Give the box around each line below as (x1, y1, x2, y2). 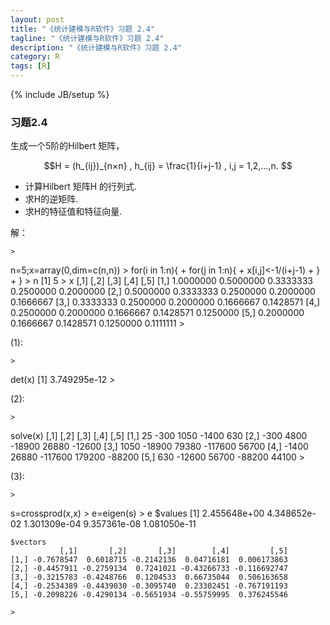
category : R (10, 52, 60, 62)
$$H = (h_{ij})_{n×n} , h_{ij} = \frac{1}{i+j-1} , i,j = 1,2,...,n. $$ (43, 160, 293, 172)
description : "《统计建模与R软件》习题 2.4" (10, 42, 183, 53)
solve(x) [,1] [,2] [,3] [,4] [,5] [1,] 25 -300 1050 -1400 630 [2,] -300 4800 (10, 430, 308, 442)
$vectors (10, 537, 47, 548)
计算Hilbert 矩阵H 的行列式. (24, 181, 138, 193)
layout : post (10, 14, 65, 25)
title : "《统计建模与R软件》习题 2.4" (10, 24, 156, 34)
